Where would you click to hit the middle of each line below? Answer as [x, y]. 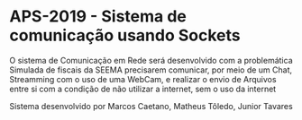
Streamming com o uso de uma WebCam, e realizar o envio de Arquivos [143, 79]
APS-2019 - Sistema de [98, 17]
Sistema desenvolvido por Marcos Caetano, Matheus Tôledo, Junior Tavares [151, 106]
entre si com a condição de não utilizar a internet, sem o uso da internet [143, 89]
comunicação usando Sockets [125, 35]
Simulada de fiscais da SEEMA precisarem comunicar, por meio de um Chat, [151, 70]
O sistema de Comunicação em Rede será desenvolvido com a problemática [151, 60]
